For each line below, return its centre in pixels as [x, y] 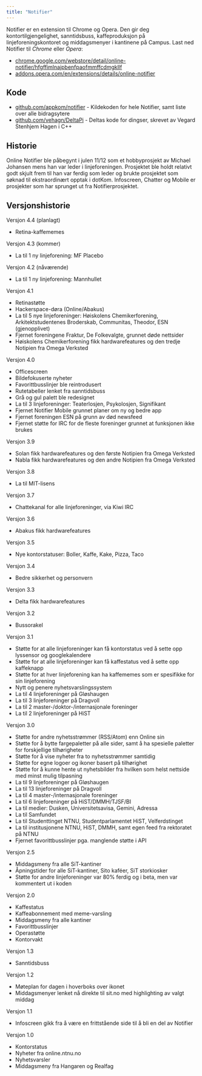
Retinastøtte [30, 303]
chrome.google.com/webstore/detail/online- [70, 60]
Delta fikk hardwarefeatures [50, 602]
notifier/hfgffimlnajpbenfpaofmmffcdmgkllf [69, 67]
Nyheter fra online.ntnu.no [48, 1053]
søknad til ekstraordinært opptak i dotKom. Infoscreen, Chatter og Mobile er [101, 180]
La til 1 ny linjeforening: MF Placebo [59, 256]
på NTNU [27, 834]
